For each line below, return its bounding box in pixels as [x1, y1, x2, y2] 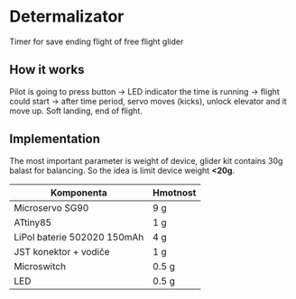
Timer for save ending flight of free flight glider [9, 36, 184, 47]
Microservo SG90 [14, 201, 89, 213]
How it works [9, 62, 85, 77]
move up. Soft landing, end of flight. [9, 105, 143, 116]
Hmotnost [153, 186, 197, 199]
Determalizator [9, 6, 125, 27]
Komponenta [51, 186, 107, 199]
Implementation [9, 131, 101, 147]
